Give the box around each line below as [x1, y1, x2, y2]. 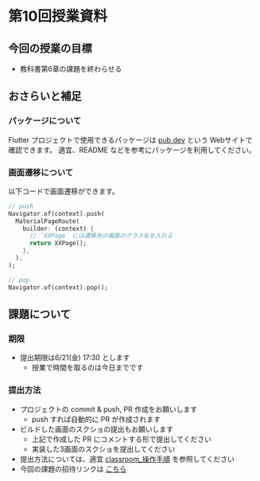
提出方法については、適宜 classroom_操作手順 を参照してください [19, 454, 235, 463]
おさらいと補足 [8, 89, 82, 104]
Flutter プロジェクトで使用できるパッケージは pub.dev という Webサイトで [8, 135, 253, 144]
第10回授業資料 [8, 7, 107, 25]
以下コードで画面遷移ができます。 [8, 186, 119, 196]
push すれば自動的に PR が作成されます [31, 414, 161, 424]
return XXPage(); [29, 240, 87, 248]
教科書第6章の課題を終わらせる [19, 65, 122, 73]
